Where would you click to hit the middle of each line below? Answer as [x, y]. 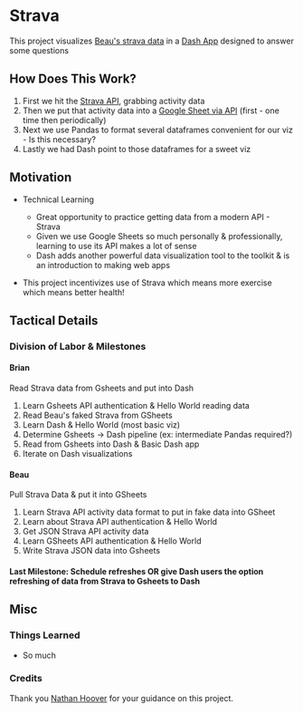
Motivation [41, 178]
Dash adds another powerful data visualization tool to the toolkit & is [163, 255]
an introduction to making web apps [103, 265]
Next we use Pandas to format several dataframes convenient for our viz [158, 130]
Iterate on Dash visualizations [77, 454]
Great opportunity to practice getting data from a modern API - [153, 217]
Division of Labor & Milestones [78, 346]
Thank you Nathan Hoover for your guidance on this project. [121, 698]
